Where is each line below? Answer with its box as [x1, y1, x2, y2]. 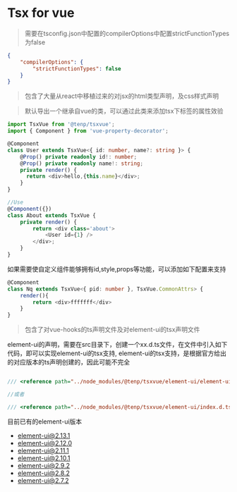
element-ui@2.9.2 [17, 461, 71, 469]
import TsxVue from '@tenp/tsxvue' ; [7, 121, 115, 128]
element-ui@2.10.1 [17, 453, 71, 462]
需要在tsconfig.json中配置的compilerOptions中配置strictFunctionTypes [24, 29, 230, 37]
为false [24, 37, 46, 47]
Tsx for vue [7, 5, 75, 21]
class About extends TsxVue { [7, 211, 97, 219]
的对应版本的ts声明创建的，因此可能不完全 [7, 358, 130, 367]
